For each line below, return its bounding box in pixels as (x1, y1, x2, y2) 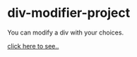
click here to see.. (7, 42, 59, 50)
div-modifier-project (7, 5, 131, 21)
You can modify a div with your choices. (7, 28, 124, 37)
